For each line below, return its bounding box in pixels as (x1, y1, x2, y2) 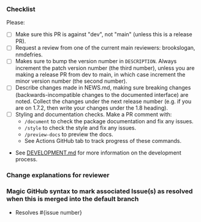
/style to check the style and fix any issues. (24, 124, 137, 131)
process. (15, 155, 38, 163)
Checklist (6, 5, 36, 13)
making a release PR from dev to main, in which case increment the (15, 71, 186, 78)
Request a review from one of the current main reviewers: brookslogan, (15, 44, 195, 52)
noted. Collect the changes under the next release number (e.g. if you (15, 98, 192, 105)
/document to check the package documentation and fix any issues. (24, 117, 194, 124)
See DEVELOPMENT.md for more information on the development (15, 149, 182, 156)
